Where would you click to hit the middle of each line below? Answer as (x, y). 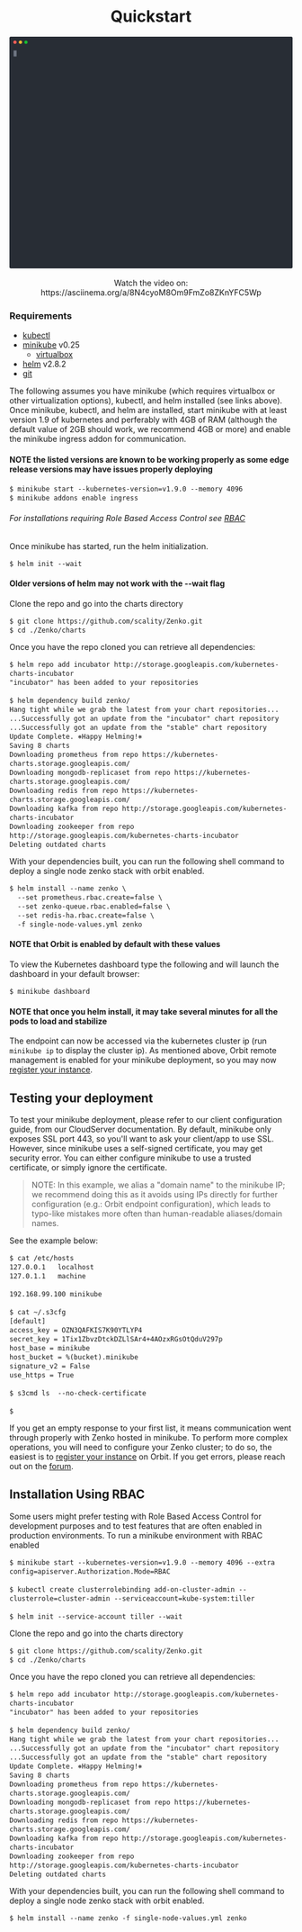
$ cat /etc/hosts (42, 1259)
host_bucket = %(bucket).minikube (74, 1358)
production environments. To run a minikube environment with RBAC (136, 1535)
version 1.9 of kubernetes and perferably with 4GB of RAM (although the (143, 420)
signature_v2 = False (50, 1367)
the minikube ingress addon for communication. (98, 439)
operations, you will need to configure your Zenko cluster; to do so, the (141, 1448)
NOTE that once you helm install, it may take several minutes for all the (144, 1011)
